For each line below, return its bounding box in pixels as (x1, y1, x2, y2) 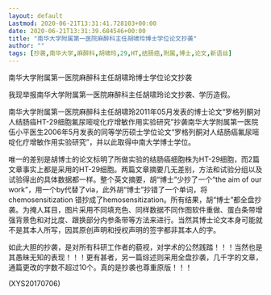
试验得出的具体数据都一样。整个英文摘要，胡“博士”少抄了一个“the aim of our (8, 175, 262, 184)
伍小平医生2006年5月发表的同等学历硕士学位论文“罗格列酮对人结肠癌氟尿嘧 (8, 127, 260, 137)
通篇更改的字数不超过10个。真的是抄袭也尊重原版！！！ (8, 263, 193, 272)
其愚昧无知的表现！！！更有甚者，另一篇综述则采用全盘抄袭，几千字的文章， (8, 252, 263, 262)
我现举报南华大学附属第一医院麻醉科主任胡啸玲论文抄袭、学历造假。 (8, 90, 235, 99)
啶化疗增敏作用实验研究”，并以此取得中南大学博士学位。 (8, 137, 196, 146)
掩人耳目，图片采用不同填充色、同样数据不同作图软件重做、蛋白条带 (29, 205, 256, 214)
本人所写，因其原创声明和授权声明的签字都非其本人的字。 (29, 225, 220, 234)
